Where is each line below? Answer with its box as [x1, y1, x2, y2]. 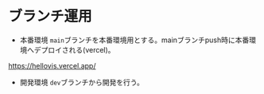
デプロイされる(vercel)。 [33, 45, 115, 54]
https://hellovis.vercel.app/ [8, 61, 96, 70]
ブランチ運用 [8, 7, 93, 25]
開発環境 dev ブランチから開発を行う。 [19, 77, 145, 87]
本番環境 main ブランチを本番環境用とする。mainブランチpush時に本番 [19, 35, 250, 45]
